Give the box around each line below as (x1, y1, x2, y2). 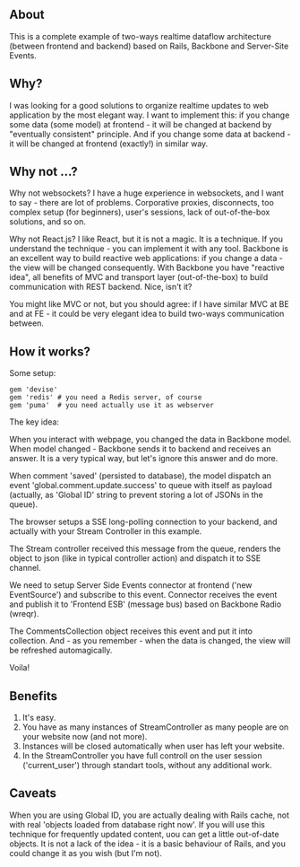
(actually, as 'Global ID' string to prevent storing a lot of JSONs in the (9, 489, 264, 501)
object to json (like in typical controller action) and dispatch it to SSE (9, 553, 261, 564)
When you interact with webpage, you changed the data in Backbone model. (9, 434, 292, 445)
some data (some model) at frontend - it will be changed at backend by (9, 118, 272, 129)
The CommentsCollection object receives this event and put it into (9, 626, 253, 636)
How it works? (9, 344, 91, 359)
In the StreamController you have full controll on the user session (21, 750, 262, 761)
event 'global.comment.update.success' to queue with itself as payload (9, 480, 272, 491)
